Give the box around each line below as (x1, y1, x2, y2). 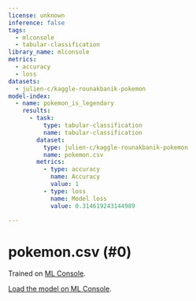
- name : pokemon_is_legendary (15, 99, 114, 107)
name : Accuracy (50, 173, 101, 181)
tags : (8, 26, 26, 34)
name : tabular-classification (43, 128, 143, 136)
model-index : (8, 92, 51, 100)
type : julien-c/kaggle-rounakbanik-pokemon (43, 143, 189, 151)
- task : (28, 114, 55, 122)
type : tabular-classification (43, 121, 143, 129)
